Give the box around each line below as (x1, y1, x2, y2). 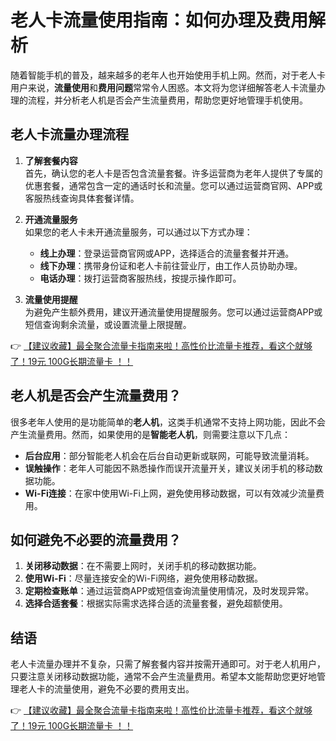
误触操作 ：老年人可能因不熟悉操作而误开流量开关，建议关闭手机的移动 (24, 462, 315, 474)
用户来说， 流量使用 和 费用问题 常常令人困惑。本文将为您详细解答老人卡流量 (10, 81, 317, 93)
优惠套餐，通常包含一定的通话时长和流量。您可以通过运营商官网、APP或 (24, 179, 323, 191)
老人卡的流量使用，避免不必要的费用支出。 (18, 683, 195, 695)
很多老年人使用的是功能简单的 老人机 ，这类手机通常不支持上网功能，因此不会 (10, 416, 326, 428)
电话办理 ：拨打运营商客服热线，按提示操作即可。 (39, 272, 242, 284)
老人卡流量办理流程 (10, 126, 129, 143)
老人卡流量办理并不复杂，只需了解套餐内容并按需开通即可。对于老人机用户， (10, 658, 326, 670)
